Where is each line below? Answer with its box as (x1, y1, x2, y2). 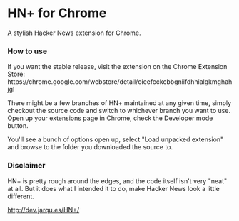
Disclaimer (7, 161, 46, 171)
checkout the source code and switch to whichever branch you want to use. (7, 107, 230, 115)
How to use (7, 46, 48, 56)
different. (7, 192, 34, 200)
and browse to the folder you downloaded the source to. (7, 143, 173, 151)
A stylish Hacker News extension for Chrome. (7, 28, 141, 37)
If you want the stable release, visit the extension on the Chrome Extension (7, 63, 228, 71)
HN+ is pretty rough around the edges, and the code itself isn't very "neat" (7, 176, 227, 185)
